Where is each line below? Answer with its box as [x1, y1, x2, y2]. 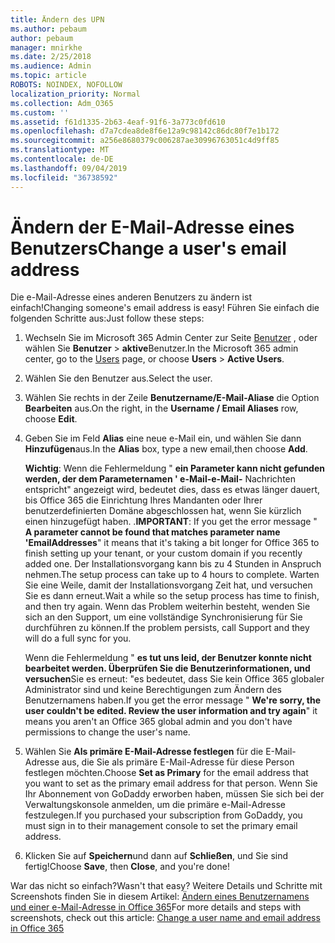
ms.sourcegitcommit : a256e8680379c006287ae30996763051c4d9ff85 [10, 136, 280, 146]
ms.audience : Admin [10, 61, 92, 71]
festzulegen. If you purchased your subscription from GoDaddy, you [24, 809, 303, 821]
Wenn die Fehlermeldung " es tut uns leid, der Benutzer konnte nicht [24, 652, 312, 664]
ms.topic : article [10, 71, 87, 81]
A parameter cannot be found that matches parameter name [24, 526, 281, 538]
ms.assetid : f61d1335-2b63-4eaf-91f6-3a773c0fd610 [10, 117, 226, 127]
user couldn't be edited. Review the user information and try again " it [24, 705, 318, 717]
